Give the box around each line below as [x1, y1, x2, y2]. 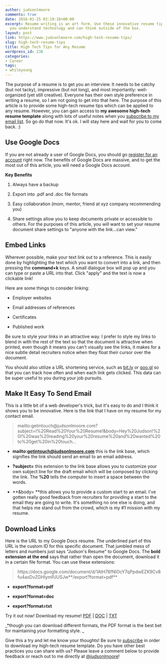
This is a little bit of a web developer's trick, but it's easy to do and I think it [5, 402, 159, 408]
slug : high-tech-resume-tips [5, 40, 66, 45]
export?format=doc [12, 594, 55, 600]
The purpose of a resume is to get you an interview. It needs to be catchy [5, 81, 155, 87]
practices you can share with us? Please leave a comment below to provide [5, 648, 160, 654]
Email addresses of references [12, 304, 76, 310]
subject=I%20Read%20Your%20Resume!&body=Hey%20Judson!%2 [17, 428, 161, 434]
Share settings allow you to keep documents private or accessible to [12, 216, 153, 222]
